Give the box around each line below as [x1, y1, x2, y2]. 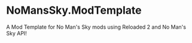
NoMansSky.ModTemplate [6, 4, 142, 17]
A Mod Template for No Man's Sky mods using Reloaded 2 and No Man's [6, 23, 187, 30]
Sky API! [6, 29, 27, 36]
